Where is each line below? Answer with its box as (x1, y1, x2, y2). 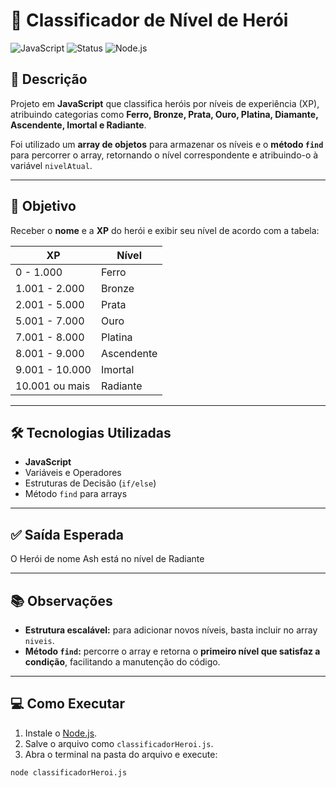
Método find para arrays (24, 488, 128, 500)
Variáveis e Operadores (24, 467, 122, 479)
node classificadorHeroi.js (10, 767, 128, 778)
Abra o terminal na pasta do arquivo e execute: (24, 748, 218, 760)
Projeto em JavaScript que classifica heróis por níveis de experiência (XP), (10, 97, 320, 109)
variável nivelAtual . (10, 159, 93, 171)
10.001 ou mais (15, 379, 91, 393)
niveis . (24, 635, 55, 646)
